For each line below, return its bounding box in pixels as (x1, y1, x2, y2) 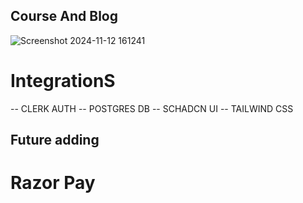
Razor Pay (10, 172, 96, 194)
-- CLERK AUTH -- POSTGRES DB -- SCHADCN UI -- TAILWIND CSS (10, 102, 294, 114)
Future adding (10, 132, 100, 149)
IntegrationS (10, 70, 116, 92)
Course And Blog (10, 8, 118, 25)
